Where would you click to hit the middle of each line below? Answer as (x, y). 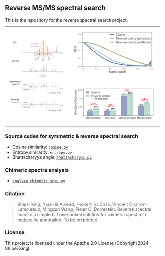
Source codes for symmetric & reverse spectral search (72, 136)
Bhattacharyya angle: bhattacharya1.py (52, 157)
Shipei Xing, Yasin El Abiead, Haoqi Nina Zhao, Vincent (72, 204)
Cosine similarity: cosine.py (40, 147)
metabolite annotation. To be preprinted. (58, 220)
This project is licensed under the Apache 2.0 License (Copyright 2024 (77, 243)
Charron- (138, 204)
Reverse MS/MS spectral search (55, 8)
